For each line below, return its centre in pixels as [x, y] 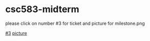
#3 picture [16, 33]
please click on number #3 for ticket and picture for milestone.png [75, 23]
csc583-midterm [42, 9]
